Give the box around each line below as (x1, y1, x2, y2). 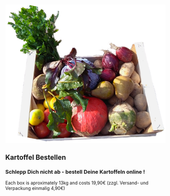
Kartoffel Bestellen (5, 153, 66, 161)
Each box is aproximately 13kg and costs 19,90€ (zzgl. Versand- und (5, 180, 149, 186)
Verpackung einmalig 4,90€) (5, 185, 65, 191)
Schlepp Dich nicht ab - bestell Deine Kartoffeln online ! (5, 168, 145, 175)
